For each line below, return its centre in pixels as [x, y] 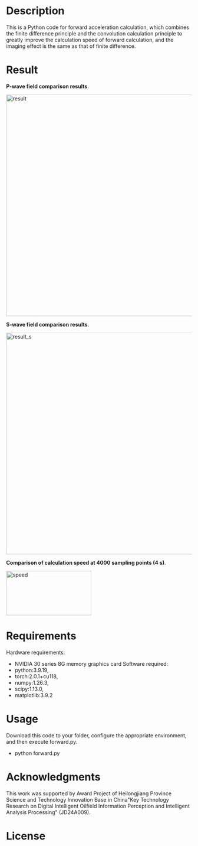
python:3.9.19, [32, 670]
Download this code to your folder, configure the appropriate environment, [96, 735]
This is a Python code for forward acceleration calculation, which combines [98, 27]
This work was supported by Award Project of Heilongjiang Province [89, 793]
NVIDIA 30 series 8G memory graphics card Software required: [91, 663]
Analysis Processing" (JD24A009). [48, 812]
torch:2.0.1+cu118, [36, 676]
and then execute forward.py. [42, 741]
